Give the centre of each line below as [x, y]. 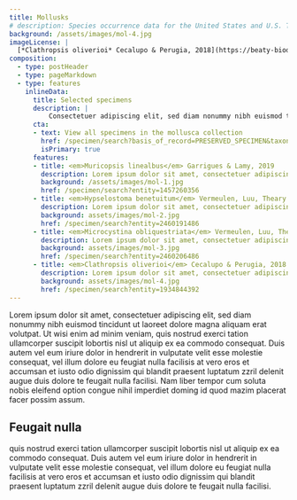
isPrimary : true [71, 149]
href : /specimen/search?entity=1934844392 [120, 289]
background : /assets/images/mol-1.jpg [112, 183]
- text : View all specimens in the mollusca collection [137, 133]
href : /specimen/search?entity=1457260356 [120, 191]
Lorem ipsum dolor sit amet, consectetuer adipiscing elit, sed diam [130, 315]
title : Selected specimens [82, 100]
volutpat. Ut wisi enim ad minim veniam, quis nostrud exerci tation [129, 333]
